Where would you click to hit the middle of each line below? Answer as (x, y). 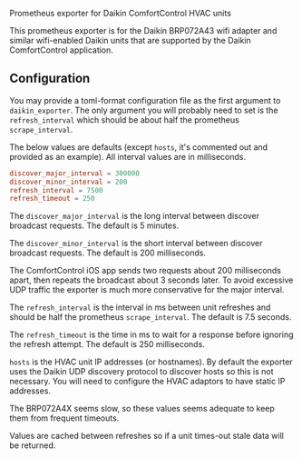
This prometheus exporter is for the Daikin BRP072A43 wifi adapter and (143, 30)
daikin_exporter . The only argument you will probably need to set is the (144, 110)
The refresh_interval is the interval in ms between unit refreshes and (140, 307)
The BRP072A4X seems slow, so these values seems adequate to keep (142, 409)
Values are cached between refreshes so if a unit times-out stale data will (146, 436)
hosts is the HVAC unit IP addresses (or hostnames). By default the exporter (151, 362)
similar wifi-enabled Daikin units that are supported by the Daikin (130, 40)
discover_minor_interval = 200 (68, 182)
